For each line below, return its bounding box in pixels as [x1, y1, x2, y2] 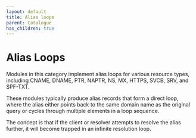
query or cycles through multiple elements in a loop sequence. [6, 108, 160, 115]
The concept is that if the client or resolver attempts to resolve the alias [6, 119, 181, 126]
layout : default [6, 8, 46, 15]
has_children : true [6, 25, 55, 32]
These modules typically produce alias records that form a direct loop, [6, 95, 179, 102]
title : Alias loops [6, 14, 55, 20]
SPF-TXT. [6, 83, 30, 90]
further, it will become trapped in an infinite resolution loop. [6, 126, 151, 133]
